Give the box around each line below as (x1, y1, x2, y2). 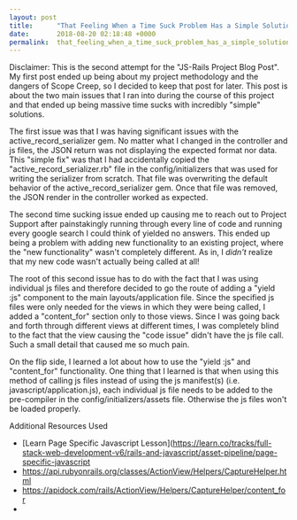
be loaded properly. (9, 404, 81, 415)
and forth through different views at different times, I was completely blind (9, 321, 279, 331)
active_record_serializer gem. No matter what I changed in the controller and (9, 136, 288, 146)
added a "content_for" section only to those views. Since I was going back (9, 311, 280, 322)
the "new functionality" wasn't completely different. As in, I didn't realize (9, 247, 273, 258)
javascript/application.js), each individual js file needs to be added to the (9, 384, 273, 395)
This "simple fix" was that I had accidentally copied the (9, 154, 210, 165)
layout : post (9, 12, 57, 22)
